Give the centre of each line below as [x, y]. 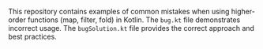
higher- [243, 11]
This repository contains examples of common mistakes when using [119, 11]
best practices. [32, 36]
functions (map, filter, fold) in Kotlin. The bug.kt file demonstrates [134, 20]
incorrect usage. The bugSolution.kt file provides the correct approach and [131, 28]
